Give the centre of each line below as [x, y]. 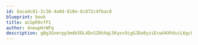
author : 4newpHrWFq [30, 28]
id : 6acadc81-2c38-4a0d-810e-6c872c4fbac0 [59, 11]
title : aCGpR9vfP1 [29, 22]
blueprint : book [26, 17]
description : [22, 33]
